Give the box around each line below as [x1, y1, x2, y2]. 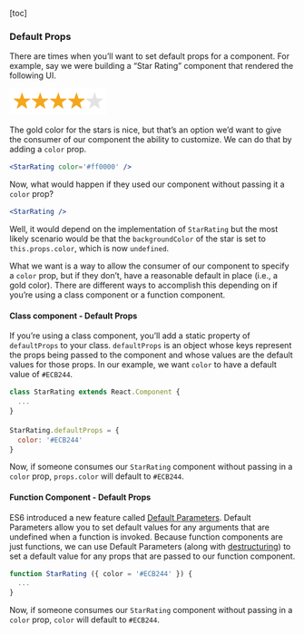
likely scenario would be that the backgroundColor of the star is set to [9, 233, 266, 244]
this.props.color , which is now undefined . [9, 243, 170, 254]
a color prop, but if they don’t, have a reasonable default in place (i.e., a [9, 270, 279, 281]
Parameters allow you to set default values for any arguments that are [9, 522, 270, 532]
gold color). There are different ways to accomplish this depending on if [9, 280, 279, 291]
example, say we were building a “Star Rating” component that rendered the [9, 61, 294, 72]
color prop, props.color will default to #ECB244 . [9, 471, 184, 482]
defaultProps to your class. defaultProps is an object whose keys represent [9, 340, 292, 351]
